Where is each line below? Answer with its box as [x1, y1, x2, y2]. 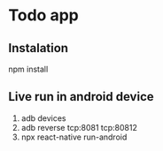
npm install [8, 64, 49, 74]
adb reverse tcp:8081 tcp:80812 [20, 122, 138, 132]
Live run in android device [8, 89, 154, 104]
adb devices [20, 112, 67, 124]
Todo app [8, 5, 79, 26]
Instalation [8, 41, 68, 56]
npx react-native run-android [20, 132, 128, 142]
